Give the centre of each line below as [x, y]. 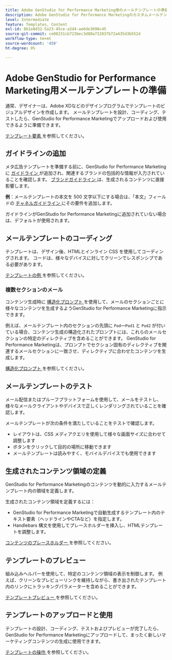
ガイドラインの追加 [36, 153]
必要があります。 [27, 264]
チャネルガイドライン [38, 203]
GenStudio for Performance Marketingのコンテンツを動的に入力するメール [84, 484]
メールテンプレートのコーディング [59, 238]
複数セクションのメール [34, 290]
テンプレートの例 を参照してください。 [46, 275]
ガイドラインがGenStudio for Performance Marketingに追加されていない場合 [86, 214]
